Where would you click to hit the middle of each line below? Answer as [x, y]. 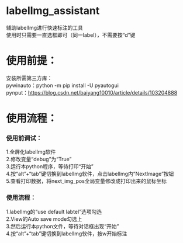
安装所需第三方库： [29, 78]
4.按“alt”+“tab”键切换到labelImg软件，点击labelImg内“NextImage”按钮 [90, 174]
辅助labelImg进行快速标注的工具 [44, 27]
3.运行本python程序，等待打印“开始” [50, 166]
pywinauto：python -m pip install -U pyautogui [62, 85]
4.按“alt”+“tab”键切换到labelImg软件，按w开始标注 [67, 233]
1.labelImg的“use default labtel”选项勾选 [54, 211]
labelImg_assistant [53, 11]
